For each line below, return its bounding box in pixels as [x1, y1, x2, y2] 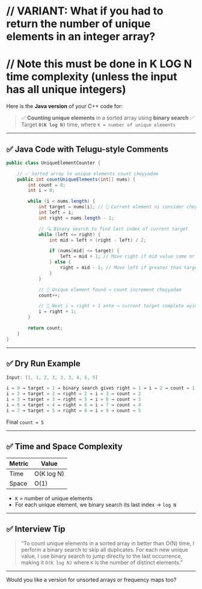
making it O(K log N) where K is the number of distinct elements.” [20, 559, 183, 566]
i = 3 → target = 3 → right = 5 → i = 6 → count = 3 [6, 396, 141, 403]
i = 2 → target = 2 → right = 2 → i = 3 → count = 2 [6, 391, 141, 397]
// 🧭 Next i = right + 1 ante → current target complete [38, 303, 185, 309]
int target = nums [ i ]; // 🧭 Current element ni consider [38, 204, 185, 210]
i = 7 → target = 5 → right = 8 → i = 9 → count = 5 [6, 407, 141, 414]
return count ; [28, 325, 63, 331]
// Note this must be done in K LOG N [6, 57, 192, 71]
